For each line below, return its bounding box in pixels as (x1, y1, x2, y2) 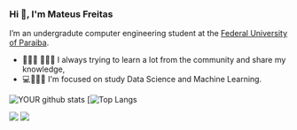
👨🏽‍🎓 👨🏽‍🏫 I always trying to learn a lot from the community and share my (21, 55, 286, 65)
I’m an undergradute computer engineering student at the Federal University (9, 28, 288, 39)
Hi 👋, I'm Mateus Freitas (9, 8, 113, 20)
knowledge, (21, 64, 66, 74)
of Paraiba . (9, 37, 50, 48)
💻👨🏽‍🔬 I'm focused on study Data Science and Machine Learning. (21, 74, 262, 85)
